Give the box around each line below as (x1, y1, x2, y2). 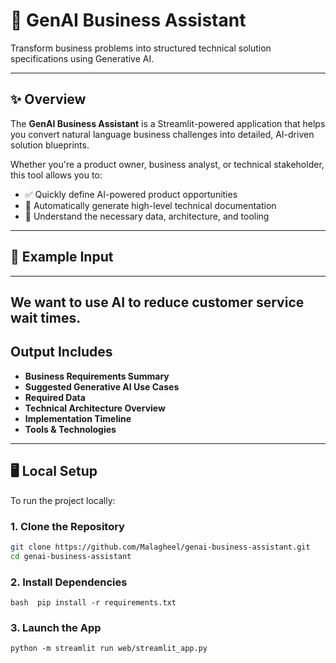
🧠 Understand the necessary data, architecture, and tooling (24, 210, 270, 222)
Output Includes (10, 344, 113, 361)
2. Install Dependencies (10, 575, 128, 589)
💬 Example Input (10, 249, 114, 266)
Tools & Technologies (24, 423, 117, 435)
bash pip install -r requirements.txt (10, 597, 177, 608)
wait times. (10, 309, 82, 326)
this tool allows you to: (10, 169, 103, 181)
